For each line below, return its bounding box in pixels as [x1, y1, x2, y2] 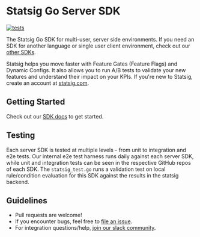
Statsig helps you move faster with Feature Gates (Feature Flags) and [6, 60, 178, 67]
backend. [6, 178, 29, 185]
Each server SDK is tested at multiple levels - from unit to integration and [6, 146, 186, 153]
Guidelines [6, 195, 47, 206]
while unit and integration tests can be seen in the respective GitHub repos [6, 159, 191, 166]
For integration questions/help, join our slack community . [14, 224, 156, 232]
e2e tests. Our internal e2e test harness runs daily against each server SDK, [6, 152, 194, 160]
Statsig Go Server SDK [6, 4, 121, 18]
